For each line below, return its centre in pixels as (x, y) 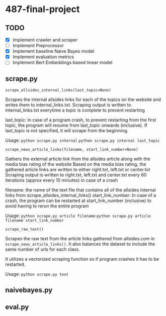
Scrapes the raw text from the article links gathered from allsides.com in (80, 239)
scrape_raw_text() (24, 230)
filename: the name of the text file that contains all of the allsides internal (80, 190)
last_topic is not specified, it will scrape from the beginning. (67, 131)
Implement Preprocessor (38, 46)
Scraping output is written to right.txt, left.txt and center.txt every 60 (76, 175)
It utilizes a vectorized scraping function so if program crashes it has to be (82, 259)
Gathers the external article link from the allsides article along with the (78, 159)
